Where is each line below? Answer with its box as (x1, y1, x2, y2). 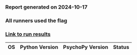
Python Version (20, 44, 59, 51)
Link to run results (5, 30, 51, 37)
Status (113, 44, 129, 51)
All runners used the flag (5, 17, 67, 24)
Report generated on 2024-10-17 (5, 4, 87, 11)
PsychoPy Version (63, 44, 109, 51)
